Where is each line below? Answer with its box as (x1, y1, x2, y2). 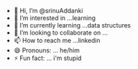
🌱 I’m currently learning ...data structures (13, 21, 131, 29)
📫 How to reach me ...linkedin (13, 37, 101, 44)
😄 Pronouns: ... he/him (13, 46, 80, 55)
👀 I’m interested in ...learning (13, 14, 96, 22)
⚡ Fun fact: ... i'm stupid (13, 54, 82, 62)
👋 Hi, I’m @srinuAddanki (13, 7, 83, 14)
